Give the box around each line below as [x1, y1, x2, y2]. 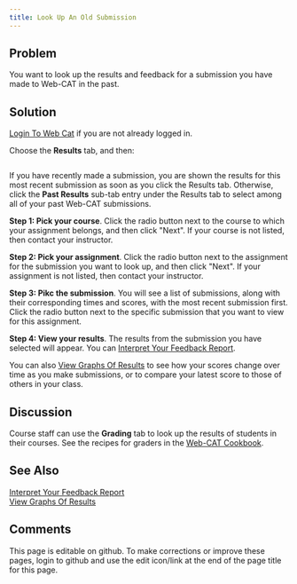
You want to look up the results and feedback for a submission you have [9, 69, 273, 80]
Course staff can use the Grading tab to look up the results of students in [9, 428, 277, 439]
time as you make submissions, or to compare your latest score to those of [9, 369, 282, 380]
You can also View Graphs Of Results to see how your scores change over [9, 360, 281, 371]
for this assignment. [9, 316, 82, 327]
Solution [9, 104, 57, 120]
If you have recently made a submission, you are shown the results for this [9, 170, 281, 181]
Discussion [9, 405, 73, 420]
